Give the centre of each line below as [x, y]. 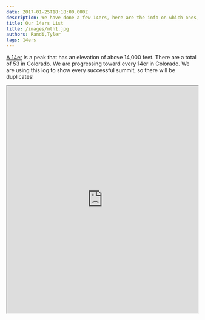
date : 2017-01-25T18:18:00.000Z [47, 12]
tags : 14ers [21, 40]
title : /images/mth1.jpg [38, 29]
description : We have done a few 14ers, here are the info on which [95, 18]
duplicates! [20, 77]
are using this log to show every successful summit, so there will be [91, 70]
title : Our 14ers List [35, 23]
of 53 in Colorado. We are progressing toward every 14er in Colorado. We [98, 64]
